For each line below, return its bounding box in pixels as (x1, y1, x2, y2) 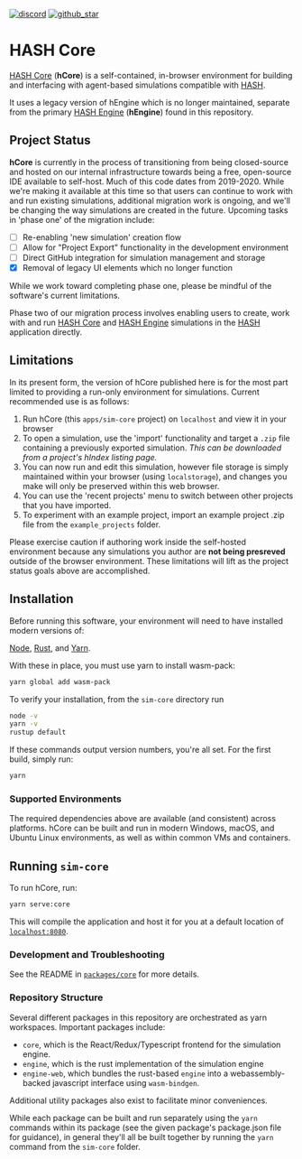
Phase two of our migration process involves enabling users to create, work (9, 308, 290, 318)
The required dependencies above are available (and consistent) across (9, 813, 277, 824)
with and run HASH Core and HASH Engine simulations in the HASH (9, 317, 261, 328)
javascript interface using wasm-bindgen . (52, 1077, 200, 1088)
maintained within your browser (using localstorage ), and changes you (22, 470, 288, 482)
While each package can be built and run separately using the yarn (9, 1112, 259, 1123)
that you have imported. (22, 499, 112, 510)
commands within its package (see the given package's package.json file (9, 1122, 282, 1133)
